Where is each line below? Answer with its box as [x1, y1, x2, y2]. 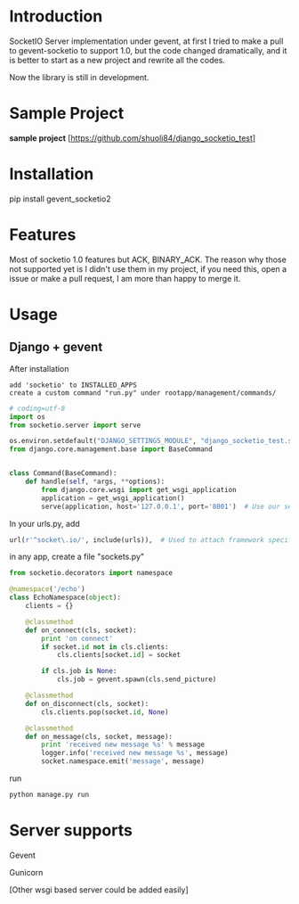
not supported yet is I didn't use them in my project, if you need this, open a [9, 263, 287, 274]
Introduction [9, 6, 103, 27]
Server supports [9, 820, 133, 841]
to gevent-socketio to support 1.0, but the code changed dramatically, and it [9, 45, 287, 55]
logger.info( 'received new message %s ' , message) [41, 749, 229, 758]
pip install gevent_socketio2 [9, 193, 111, 204]
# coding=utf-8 [9, 404, 66, 413]
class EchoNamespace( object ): [9, 593, 122, 603]
